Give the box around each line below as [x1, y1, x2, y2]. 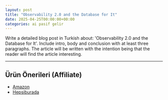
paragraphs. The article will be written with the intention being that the [5, 46, 150, 52]
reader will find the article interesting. [5, 51, 82, 57]
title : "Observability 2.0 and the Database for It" [5, 12, 117, 17]
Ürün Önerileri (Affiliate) [5, 70, 82, 79]
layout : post [5, 7, 32, 13]
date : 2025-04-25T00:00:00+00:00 [5, 17, 75, 22]
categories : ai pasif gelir [5, 21, 64, 27]
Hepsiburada [12, 89, 39, 95]
